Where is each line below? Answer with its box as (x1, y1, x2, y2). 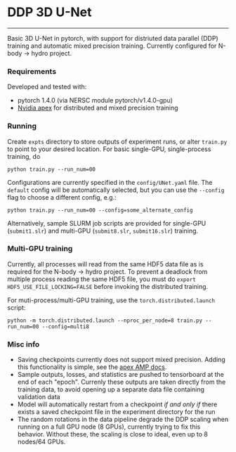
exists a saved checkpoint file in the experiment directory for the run (17, 408, 216, 416)
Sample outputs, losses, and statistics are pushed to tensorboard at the (17, 370, 225, 379)
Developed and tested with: (7, 82, 87, 91)
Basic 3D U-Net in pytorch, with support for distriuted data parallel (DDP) (7, 34, 219, 42)
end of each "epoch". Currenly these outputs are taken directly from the (17, 377, 226, 387)
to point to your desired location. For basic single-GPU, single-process (7, 145, 211, 153)
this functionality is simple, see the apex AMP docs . (17, 363, 167, 371)
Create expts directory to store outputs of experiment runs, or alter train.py (7, 137, 228, 146)
